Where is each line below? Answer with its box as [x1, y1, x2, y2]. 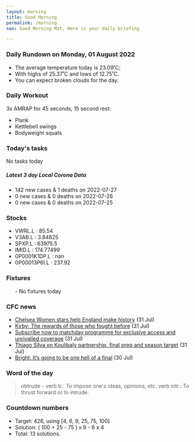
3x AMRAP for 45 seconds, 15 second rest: [6, 105, 111, 112]
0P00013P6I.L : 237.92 [14, 259, 71, 266]
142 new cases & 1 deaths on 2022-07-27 [14, 186, 117, 194]
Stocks [6, 214, 27, 222]
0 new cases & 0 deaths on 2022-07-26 [14, 193, 113, 200]
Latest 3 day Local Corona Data [6, 171, 87, 178]
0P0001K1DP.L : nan [14, 253, 64, 260]
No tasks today [6, 157, 43, 165]
